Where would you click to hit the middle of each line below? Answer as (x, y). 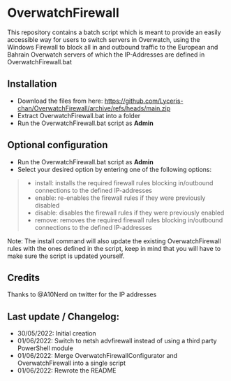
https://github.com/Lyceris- (144, 101)
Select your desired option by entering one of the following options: (114, 169)
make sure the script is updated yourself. (66, 256)
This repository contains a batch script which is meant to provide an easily (114, 32)
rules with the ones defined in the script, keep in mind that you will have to (114, 248)
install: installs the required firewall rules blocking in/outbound (124, 182)
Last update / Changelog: (64, 316)
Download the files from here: (60, 101)
